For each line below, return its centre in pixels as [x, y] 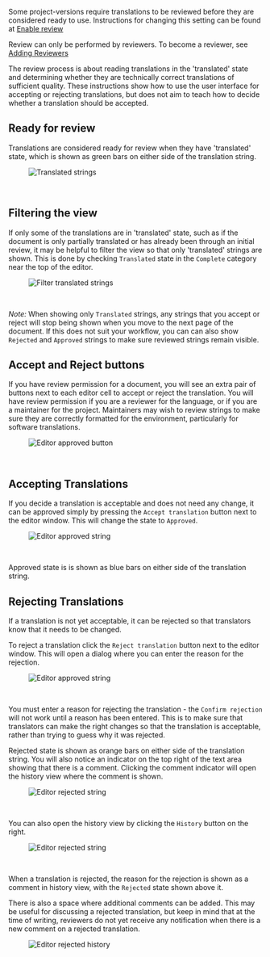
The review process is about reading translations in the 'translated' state [128, 69]
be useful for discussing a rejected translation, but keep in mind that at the [132, 912]
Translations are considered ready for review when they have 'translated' [130, 148]
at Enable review [36, 29]
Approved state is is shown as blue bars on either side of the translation [127, 568]
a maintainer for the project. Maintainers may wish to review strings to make [134, 410]
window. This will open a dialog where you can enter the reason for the [126, 654]
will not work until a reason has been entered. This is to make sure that [126, 718]
